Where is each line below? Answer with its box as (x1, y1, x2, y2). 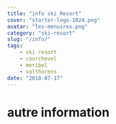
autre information (7, 105, 110, 120)
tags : (7, 42, 23, 49)
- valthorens (19, 68, 57, 75)
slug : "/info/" (7, 36, 51, 43)
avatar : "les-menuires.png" (7, 23, 88, 30)
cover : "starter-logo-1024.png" (7, 17, 100, 24)
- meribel (19, 62, 48, 69)
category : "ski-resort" (7, 29, 76, 37)
